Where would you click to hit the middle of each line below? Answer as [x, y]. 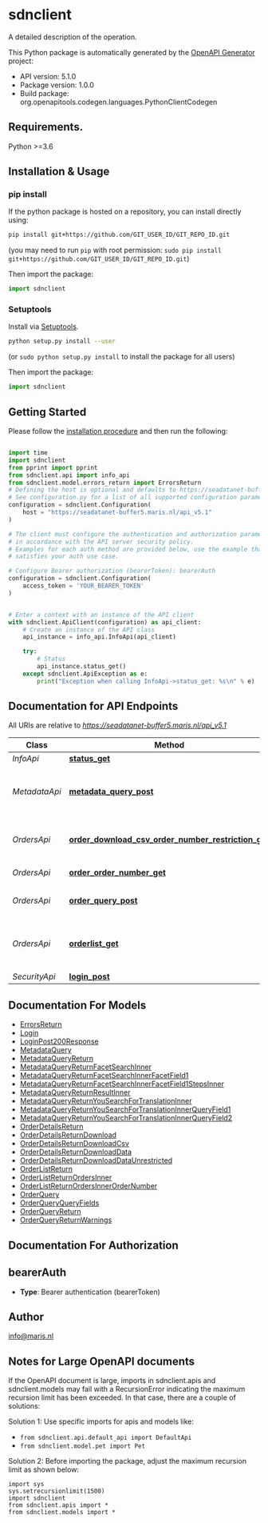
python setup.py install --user [62, 342]
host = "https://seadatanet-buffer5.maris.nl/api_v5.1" [118, 513]
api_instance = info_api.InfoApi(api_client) [100, 637]
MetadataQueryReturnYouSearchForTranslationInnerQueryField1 [125, 1109]
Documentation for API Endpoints [93, 706]
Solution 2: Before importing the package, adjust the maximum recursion [128, 1461]
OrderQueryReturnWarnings [66, 1220]
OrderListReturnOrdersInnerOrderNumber [89, 1186]
